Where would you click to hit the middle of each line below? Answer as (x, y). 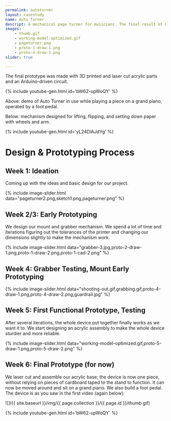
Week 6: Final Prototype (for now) (60, 365)
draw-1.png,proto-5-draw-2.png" (40, 348)
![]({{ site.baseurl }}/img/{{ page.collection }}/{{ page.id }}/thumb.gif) (78, 403)
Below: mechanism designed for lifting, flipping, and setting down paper (81, 116)
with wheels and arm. (28, 122)
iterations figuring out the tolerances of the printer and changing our (77, 232)
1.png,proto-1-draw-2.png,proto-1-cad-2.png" (53, 253)
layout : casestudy (25, 15)
